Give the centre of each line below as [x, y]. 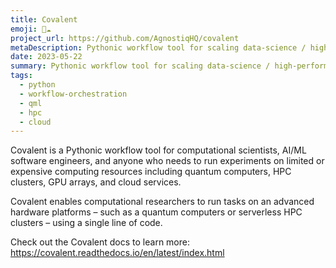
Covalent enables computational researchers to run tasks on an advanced [162, 202]
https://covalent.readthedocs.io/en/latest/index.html [117, 253]
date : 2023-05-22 [46, 57]
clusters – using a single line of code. [86, 223]
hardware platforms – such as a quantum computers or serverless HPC [156, 212]
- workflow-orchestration [73, 94]
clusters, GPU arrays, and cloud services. [96, 182]
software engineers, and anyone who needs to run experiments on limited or [167, 161]
